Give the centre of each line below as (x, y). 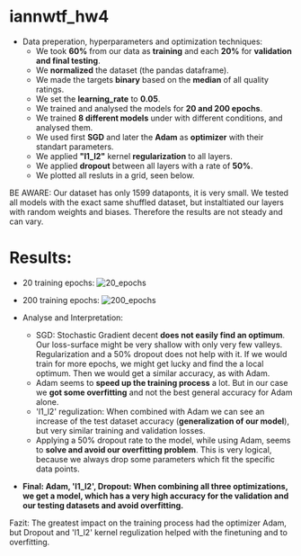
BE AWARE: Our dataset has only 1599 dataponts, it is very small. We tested (149, 193)
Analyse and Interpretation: (73, 318)
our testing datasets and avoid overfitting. (103, 505)
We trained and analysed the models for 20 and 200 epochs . (149, 108)
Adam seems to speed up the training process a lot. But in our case (162, 382)
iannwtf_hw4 (59, 17)
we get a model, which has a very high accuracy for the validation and (155, 496)
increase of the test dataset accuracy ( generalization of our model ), (163, 421)
